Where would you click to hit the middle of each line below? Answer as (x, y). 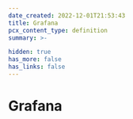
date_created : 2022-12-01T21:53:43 (67, 15)
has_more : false (35, 59)
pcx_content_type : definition (58, 30)
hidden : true (30, 52)
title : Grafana (33, 23)
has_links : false (37, 67)
